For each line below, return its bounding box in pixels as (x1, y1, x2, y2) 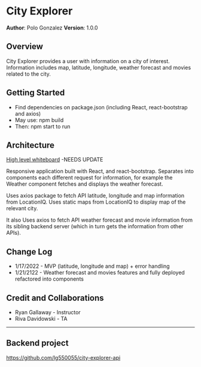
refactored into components (14, 275, 84, 283)
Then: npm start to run (14, 123, 71, 130)
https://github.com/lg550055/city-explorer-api (6, 354, 121, 361)
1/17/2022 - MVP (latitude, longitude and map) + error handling (14, 262, 170, 270)
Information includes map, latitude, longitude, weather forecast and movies (6, 64, 191, 71)
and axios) (14, 110, 41, 117)
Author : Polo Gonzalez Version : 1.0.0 (6, 24, 98, 31)
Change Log (6, 246, 53, 256)
